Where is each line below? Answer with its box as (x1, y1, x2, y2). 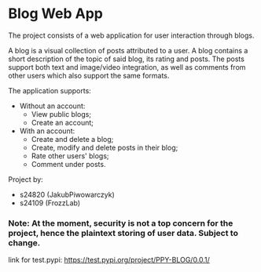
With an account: (19, 126, 75, 136)
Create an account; (31, 118, 94, 127)
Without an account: (19, 101, 86, 111)
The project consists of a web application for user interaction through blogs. (8, 31, 255, 40)
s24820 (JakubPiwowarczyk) (19, 190, 116, 199)
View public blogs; (31, 109, 92, 118)
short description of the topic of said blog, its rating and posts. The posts (8, 54, 245, 63)
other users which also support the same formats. (8, 71, 170, 80)
